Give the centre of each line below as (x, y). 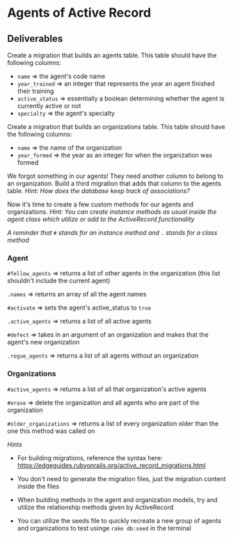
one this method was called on (51, 431)
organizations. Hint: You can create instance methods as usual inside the (112, 212)
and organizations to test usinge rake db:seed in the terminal (104, 528)
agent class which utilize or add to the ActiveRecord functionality (101, 219)
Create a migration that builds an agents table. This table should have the (112, 55)
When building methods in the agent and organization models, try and (117, 499)
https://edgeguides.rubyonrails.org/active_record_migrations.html (112, 465)
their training (35, 91)
